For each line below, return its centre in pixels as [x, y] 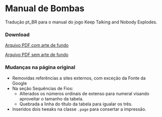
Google [20, 83]
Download [18, 35]
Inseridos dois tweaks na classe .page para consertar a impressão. [79, 109]
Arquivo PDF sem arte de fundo [37, 55]
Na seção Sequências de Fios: [43, 88]
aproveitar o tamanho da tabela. [51, 98]
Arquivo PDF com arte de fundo [37, 45]
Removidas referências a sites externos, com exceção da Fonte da [79, 78]
